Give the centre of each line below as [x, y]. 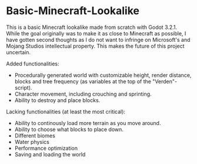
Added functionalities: [33, 64]
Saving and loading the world [50, 154]
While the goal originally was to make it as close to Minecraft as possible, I [96, 33]
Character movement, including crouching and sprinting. [83, 94]
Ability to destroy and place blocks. [57, 100]
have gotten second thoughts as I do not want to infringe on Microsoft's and [98, 40]
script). [23, 87]
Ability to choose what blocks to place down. [69, 129]
